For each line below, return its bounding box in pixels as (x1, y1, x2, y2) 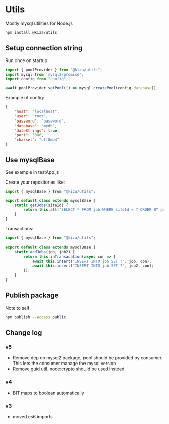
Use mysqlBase (5, 156, 55, 164)
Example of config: (5, 95, 44, 101)
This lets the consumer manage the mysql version (12, 360, 116, 367)
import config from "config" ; (5, 77, 69, 82)
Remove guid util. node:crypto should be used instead (12, 366, 125, 372)
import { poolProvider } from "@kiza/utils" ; (5, 67, 102, 72)
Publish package (5, 291, 59, 300)
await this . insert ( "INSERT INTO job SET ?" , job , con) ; (32, 259, 152, 264)
